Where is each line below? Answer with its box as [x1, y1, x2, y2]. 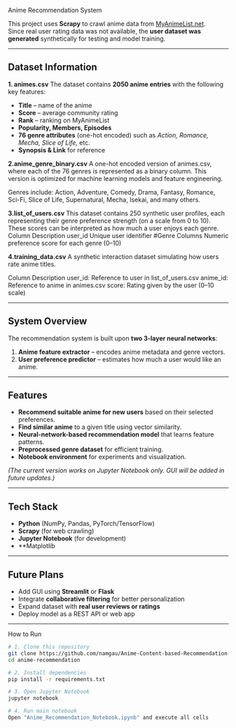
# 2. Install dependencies [8, 669, 87, 676]
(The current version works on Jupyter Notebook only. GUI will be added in [8, 466, 225, 475]
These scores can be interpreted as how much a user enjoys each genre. [8, 224, 219, 232]
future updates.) [8, 474, 55, 482]
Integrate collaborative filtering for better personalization [18, 595, 185, 603]
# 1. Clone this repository [8, 644, 90, 651]
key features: [8, 87, 46, 95]
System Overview [8, 315, 88, 327]
